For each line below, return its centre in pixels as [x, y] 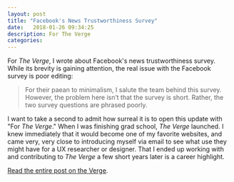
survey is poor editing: [40, 76]
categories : [25, 41]
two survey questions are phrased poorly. [86, 105]
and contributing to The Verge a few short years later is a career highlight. [116, 157]
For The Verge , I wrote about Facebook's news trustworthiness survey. [112, 61]
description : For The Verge [49, 34]
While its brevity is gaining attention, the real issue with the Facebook [110, 69]
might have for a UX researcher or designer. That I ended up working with [116, 149]
